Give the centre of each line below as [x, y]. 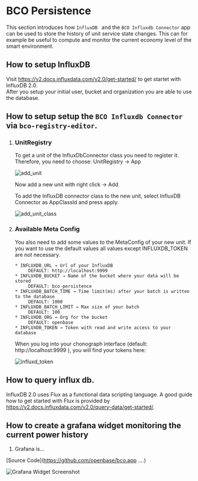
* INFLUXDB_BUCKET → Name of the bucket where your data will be [97, 276]
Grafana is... [30, 449]
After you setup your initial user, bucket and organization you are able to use [99, 91]
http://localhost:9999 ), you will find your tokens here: [80, 350]
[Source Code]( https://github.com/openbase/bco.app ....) [76, 460]
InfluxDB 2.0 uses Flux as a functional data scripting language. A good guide [99, 394]
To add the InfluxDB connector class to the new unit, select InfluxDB [98, 196]
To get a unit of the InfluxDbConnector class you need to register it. [97, 156]
